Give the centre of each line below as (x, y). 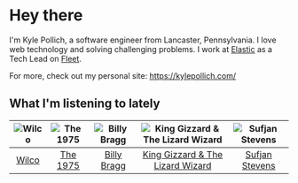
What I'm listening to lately (85, 104)
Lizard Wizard (183, 165)
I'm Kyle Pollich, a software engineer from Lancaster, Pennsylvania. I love (143, 40)
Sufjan (259, 154)
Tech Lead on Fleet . (46, 58)
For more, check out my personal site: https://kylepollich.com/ (123, 75)
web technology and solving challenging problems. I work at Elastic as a (141, 49)
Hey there (46, 15)
